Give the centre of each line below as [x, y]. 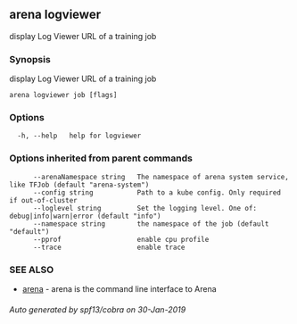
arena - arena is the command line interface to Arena [119, 289]
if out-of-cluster [43, 200]
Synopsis [30, 59]
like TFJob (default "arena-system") [79, 185]
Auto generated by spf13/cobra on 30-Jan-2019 [98, 309]
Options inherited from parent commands [101, 158]
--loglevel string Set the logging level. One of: [144, 208]
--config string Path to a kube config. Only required [157, 192]
